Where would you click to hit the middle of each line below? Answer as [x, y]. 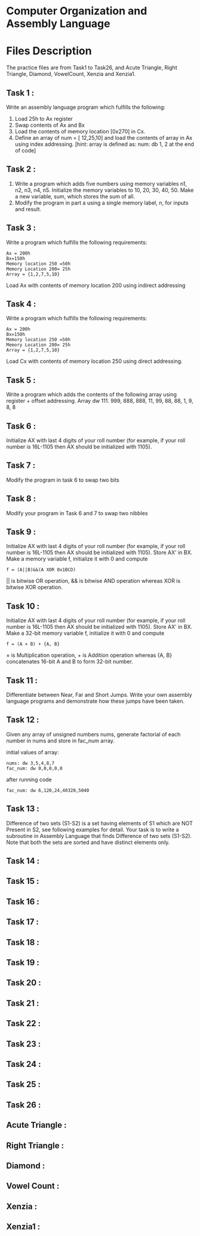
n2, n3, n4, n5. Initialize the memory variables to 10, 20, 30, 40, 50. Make [104, 190]
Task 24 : [24, 1064]
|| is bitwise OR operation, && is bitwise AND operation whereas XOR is [93, 581]
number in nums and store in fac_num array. [61, 741]
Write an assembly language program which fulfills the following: [86, 107]
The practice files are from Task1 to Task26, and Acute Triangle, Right [92, 68]
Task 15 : [23, 881]
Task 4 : [21, 304]
